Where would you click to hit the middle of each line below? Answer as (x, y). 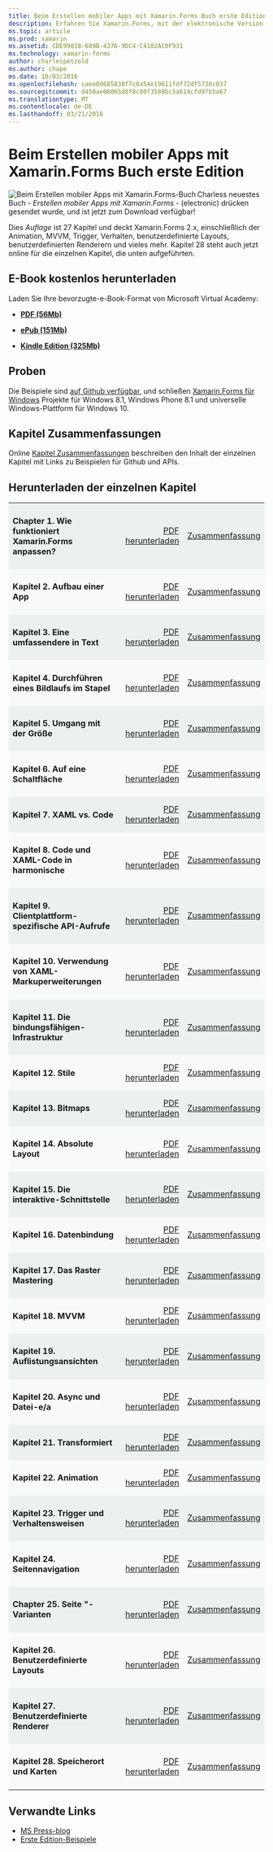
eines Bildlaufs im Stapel (61, 688)
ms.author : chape (38, 69)
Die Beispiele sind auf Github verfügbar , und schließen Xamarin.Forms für (132, 390)
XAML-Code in (42, 861)
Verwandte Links (52, 1811)
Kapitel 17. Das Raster (56, 1270)
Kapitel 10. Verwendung (61, 961)
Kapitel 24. (34, 1558)
